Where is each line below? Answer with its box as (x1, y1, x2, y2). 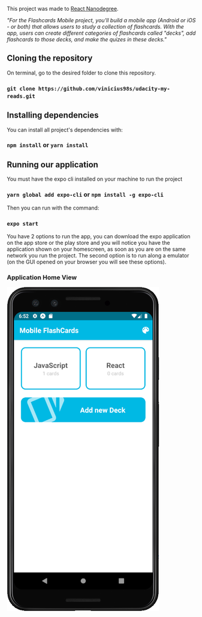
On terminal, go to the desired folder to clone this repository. (7, 69, 156, 76)
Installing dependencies (7, 110, 99, 121)
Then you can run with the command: (7, 204, 100, 211)
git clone (7, 85, 35, 92)
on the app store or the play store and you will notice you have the (7, 239, 170, 246)
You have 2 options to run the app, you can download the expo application (7, 232, 191, 239)
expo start (7, 220, 38, 227)
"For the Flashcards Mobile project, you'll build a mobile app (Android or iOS (7, 17, 196, 23)
